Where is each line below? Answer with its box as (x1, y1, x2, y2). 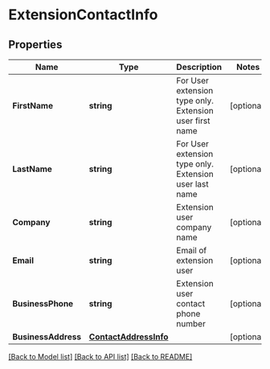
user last (176, 178, 209, 190)
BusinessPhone (12, 298, 74, 309)
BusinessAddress (12, 331, 82, 342)
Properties (8, 38, 63, 51)
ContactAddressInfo (88, 331, 169, 342)
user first (176, 115, 211, 126)
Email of (176, 245, 207, 256)
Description (176, 62, 223, 72)
